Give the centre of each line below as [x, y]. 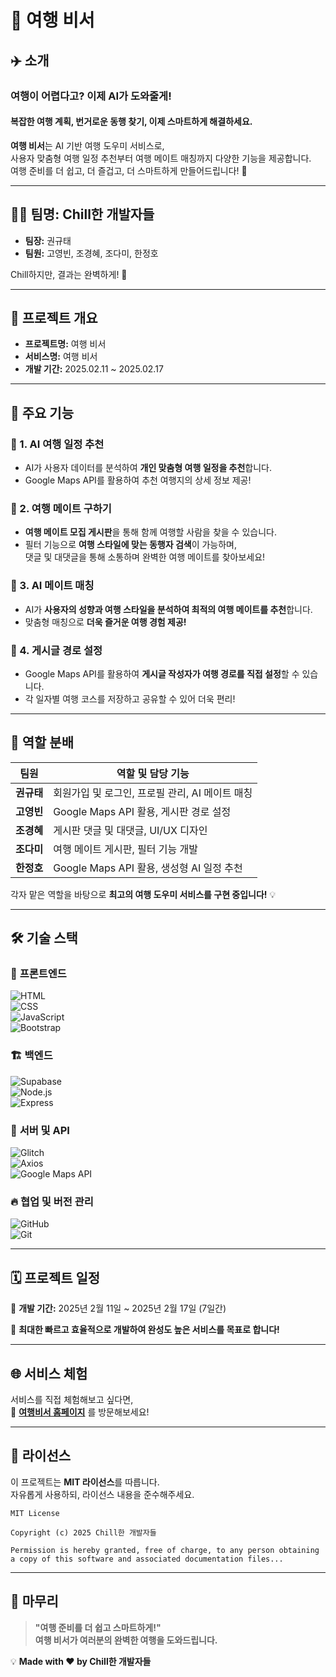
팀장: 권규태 [48, 240]
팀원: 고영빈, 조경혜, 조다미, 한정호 [91, 253]
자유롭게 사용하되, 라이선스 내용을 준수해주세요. [102, 1494]
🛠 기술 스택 [44, 938]
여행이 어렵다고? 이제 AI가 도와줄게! [91, 96]
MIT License [35, 1513]
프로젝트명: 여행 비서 [65, 344]
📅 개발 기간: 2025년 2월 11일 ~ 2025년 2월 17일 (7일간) [118, 1308]
